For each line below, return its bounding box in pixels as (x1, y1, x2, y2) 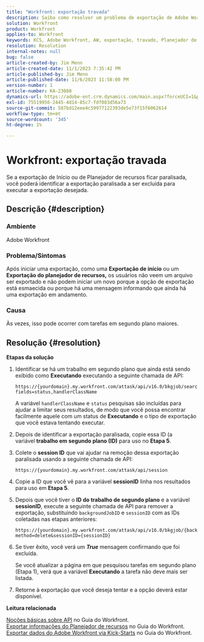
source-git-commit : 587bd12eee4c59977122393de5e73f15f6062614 (6, 105, 167, 111)
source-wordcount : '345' (6, 116, 69, 122)
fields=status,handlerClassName (15, 389, 97, 395)
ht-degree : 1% (6, 122, 42, 128)
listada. (15, 575, 33, 582)
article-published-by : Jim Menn (6, 71, 88, 77)
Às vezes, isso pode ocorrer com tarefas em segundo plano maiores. (6, 320, 179, 327)
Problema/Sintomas (6, 251, 66, 260)
